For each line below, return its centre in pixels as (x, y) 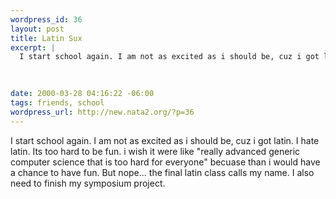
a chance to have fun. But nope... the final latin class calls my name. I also (162, 172)
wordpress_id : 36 (46, 19)
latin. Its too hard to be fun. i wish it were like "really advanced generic (155, 151)
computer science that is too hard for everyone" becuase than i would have (165, 162)
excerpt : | (33, 47)
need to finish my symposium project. (88, 183)
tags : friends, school (57, 102)
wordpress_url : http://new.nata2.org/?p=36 (102, 112)
